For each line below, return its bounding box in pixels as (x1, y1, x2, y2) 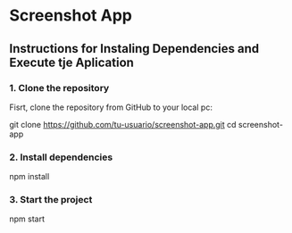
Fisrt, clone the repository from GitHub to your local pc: (9, 102, 213, 112)
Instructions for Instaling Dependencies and (9, 41, 260, 56)
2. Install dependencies (9, 151, 113, 163)
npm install (9, 171, 50, 182)
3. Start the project (9, 194, 93, 206)
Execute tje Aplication (9, 54, 134, 70)
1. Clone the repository (9, 81, 110, 94)
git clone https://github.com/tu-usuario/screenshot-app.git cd (9, 119, 237, 129)
